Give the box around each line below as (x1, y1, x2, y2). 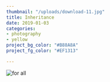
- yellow (6, 37, 28, 42)
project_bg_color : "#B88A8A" (6, 42, 78, 48)
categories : (6, 25, 36, 32)
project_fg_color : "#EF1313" (6, 48, 78, 54)
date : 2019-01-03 (6, 20, 49, 26)
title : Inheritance (6, 14, 55, 20)
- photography (6, 31, 42, 37)
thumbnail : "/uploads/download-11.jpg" (6, 8, 105, 15)
